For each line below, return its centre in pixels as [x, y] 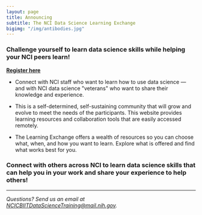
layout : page [23, 12]
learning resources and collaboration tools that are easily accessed [98, 119]
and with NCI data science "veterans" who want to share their [91, 88]
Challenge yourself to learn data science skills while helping [96, 50]
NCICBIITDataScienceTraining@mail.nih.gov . [62, 205]
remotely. [27, 125]
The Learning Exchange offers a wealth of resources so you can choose [104, 137]
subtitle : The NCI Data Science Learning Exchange [71, 23]
